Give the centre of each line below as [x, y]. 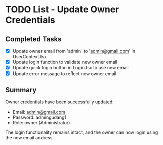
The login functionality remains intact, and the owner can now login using [82, 132]
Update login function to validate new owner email [65, 62]
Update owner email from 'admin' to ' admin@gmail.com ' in [74, 51]
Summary [21, 90]
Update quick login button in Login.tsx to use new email [70, 68]
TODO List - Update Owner [62, 9]
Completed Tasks [33, 39]
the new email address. [30, 138]
